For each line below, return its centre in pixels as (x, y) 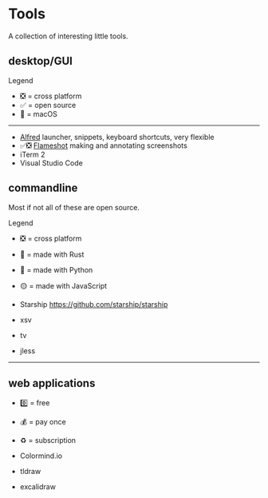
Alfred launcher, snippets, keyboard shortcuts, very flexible (117, 137)
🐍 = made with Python (56, 269)
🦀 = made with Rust (52, 254)
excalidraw (37, 487)
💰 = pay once (43, 422)
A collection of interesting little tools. (69, 36)
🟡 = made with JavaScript (63, 285)
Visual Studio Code (51, 163)
